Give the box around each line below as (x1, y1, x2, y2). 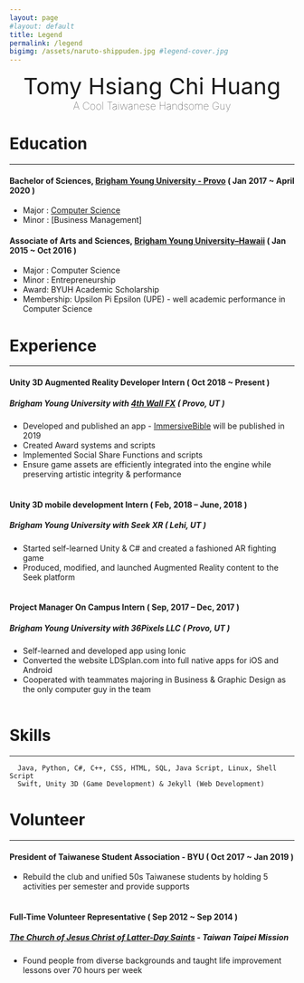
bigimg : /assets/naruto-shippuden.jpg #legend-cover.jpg (9, 47, 229, 56)
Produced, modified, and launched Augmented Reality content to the (22, 562, 279, 573)
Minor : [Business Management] (22, 215, 142, 226)
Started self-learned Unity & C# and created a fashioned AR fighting (22, 543, 277, 554)
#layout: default (9, 22, 75, 31)
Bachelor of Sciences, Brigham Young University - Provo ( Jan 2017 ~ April (9, 175, 295, 186)
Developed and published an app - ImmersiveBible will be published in (22, 420, 285, 431)
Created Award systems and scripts (22, 439, 156, 450)
